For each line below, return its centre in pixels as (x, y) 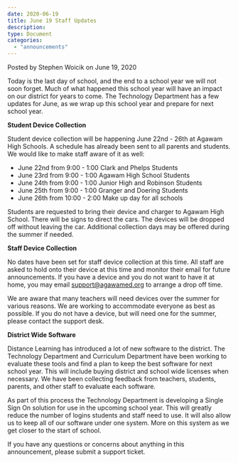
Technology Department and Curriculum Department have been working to (117, 356)
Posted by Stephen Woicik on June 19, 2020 (72, 67)
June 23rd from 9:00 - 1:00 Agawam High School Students (104, 175)
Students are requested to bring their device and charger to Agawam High (116, 212)
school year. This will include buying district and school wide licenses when (118, 371)
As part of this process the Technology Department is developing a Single (115, 400)
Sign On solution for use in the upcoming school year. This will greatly (109, 408)
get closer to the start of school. (54, 430)
